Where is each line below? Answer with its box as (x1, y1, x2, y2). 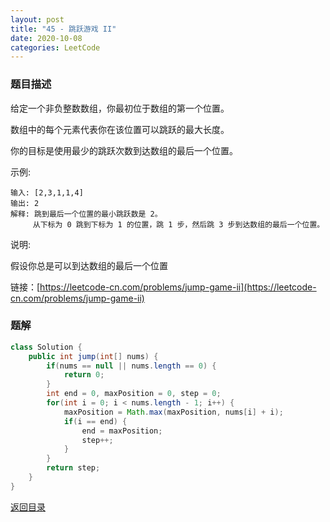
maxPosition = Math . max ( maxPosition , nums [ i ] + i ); (63, 407, 284, 417)
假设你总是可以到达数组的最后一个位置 (10, 259, 168, 271)
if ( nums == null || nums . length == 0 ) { (46, 361, 217, 371)
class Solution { (10, 342, 83, 352)
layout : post (10, 14, 65, 25)
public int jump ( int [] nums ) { (28, 351, 159, 361)
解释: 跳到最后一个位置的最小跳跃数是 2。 (10, 209, 163, 219)
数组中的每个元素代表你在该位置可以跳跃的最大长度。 (10, 123, 230, 135)
